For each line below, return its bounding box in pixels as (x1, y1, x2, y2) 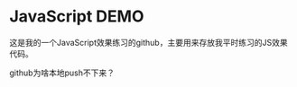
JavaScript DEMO (9, 6, 144, 27)
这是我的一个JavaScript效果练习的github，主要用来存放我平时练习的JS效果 (9, 37, 288, 48)
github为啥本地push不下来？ (9, 67, 116, 78)
